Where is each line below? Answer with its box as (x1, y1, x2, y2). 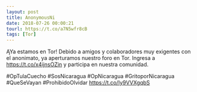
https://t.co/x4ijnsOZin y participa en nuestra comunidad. (6, 61, 149, 68)
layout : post (6, 8, 39, 15)
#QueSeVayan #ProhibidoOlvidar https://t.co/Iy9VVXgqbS (6, 79, 151, 87)
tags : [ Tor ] (6, 31, 36, 38)
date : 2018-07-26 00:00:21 (6, 20, 74, 26)
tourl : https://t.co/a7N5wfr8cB (6, 25, 87, 32)
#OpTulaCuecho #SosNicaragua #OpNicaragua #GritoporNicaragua (6, 73, 175, 80)
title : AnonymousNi (6, 15, 55, 21)
